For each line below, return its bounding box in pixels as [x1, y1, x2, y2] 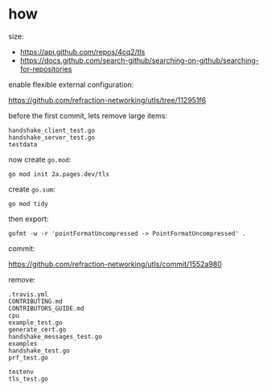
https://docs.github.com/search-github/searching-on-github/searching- [19, 56, 260, 65]
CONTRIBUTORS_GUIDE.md [8, 304, 84, 312]
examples [8, 340, 38, 348]
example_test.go [8, 319, 63, 327]
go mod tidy [8, 200, 48, 208]
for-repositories [19, 64, 72, 73]
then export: [8, 214, 49, 224]
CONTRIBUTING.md [8, 297, 63, 306]
